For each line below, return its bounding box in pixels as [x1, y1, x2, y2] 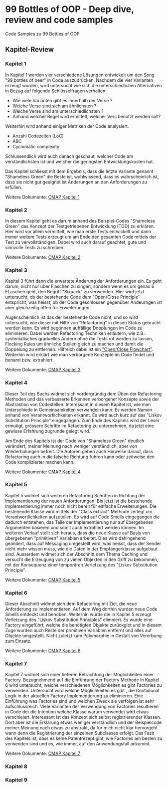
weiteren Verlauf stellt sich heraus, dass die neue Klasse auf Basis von [5, 530, 150, 536]
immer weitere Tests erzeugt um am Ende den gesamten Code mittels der [5, 234, 157, 240]
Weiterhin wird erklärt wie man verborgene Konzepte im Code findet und [5, 352, 155, 358]
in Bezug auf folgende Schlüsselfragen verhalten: [5, 88, 107, 94]
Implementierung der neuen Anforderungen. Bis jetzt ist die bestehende [5, 498, 153, 504]
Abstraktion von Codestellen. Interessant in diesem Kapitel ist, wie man [5, 401, 151, 407]
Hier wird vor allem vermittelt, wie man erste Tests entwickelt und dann [5, 228, 151, 234]
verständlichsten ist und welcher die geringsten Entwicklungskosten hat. [5, 158, 155, 164]
